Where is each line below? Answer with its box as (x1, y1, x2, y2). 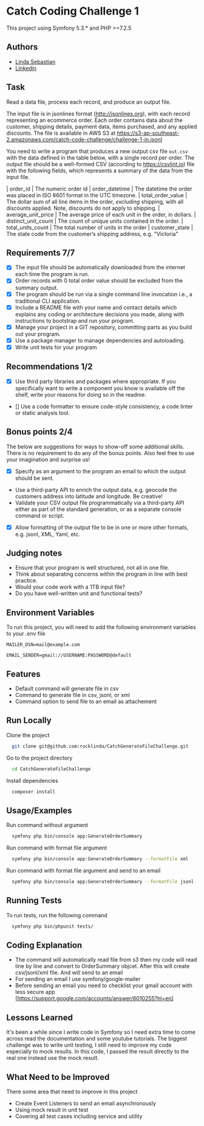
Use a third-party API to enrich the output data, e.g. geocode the (15, 486, 177, 493)
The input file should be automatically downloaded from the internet (15, 264, 185, 271)
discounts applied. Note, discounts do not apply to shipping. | (6, 204, 160, 212)
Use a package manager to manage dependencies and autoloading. (15, 337, 185, 344)
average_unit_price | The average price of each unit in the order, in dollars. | (6, 211, 196, 218)
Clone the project (6, 731, 50, 738)
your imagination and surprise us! (6, 456, 90, 463)
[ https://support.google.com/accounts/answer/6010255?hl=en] (15, 995, 174, 1002)
